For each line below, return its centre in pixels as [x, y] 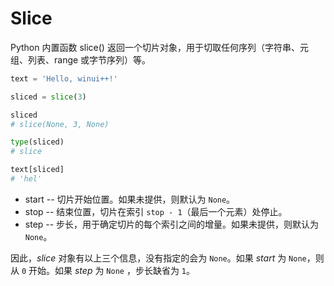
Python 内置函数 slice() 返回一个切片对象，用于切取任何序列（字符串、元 [159, 47]
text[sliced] [37, 170]
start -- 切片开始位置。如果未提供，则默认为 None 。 [130, 199]
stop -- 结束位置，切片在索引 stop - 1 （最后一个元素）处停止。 [156, 211]
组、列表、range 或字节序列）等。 [81, 59]
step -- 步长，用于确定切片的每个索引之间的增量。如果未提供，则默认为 [172, 224]
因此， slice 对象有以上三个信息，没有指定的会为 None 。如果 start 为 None [158, 258]
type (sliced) [37, 142]
